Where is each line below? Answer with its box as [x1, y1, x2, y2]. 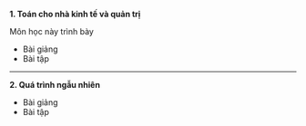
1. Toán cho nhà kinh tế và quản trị [9, 9, 141, 19]
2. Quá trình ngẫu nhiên [9, 80, 100, 90]
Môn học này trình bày [9, 26, 94, 36]
